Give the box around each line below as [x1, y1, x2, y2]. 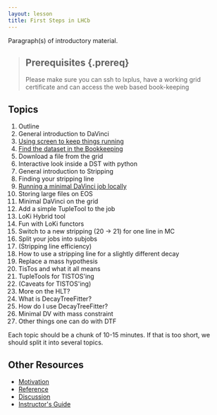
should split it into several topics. [8, 338, 104, 347]
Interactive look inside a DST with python [18, 160, 138, 168]
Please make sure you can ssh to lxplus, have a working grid [25, 76, 201, 84]
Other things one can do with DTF [18, 317, 117, 325]
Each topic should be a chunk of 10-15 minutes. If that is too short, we [8, 331, 211, 339]
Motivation [18, 377, 50, 385]
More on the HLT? [18, 287, 70, 296]
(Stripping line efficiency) [18, 242, 92, 251]
